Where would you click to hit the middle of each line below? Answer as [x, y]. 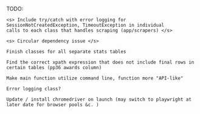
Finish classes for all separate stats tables [66, 52]
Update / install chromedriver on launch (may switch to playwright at [99, 99]
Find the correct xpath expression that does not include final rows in [100, 62]
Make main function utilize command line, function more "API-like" [95, 78]
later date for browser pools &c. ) [53, 105]
